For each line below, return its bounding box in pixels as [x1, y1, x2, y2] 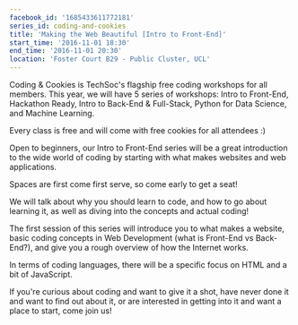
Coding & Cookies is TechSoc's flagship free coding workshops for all [9, 80, 267, 90]
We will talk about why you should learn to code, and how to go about [9, 196, 267, 207]
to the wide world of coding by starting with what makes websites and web [9, 152, 287, 162]
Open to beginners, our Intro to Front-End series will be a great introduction [9, 142, 288, 153]
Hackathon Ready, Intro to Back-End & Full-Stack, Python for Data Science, [9, 98, 287, 108]
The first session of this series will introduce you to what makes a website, [9, 223, 285, 234]
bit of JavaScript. [9, 269, 74, 279]
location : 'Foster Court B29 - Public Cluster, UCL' [9, 55, 211, 64]
